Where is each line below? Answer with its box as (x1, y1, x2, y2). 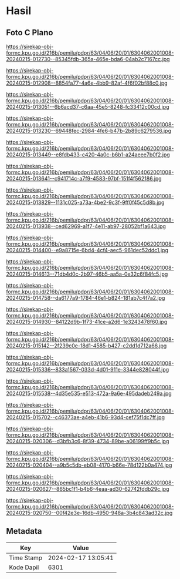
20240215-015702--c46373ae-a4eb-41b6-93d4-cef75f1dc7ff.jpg (6, 414, 165, 421)
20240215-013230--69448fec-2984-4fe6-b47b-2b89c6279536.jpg (6, 128, 172, 134)
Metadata (6, 526, 42, 536)
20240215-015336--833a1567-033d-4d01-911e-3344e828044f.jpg (6, 366, 169, 373)
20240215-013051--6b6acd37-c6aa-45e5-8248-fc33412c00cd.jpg (6, 103, 169, 110)
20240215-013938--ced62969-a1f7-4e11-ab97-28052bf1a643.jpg (6, 223, 166, 230)
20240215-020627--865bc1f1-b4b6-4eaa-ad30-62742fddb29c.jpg (6, 486, 169, 492)
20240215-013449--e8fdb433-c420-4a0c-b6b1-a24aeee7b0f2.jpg (6, 151, 170, 158)
